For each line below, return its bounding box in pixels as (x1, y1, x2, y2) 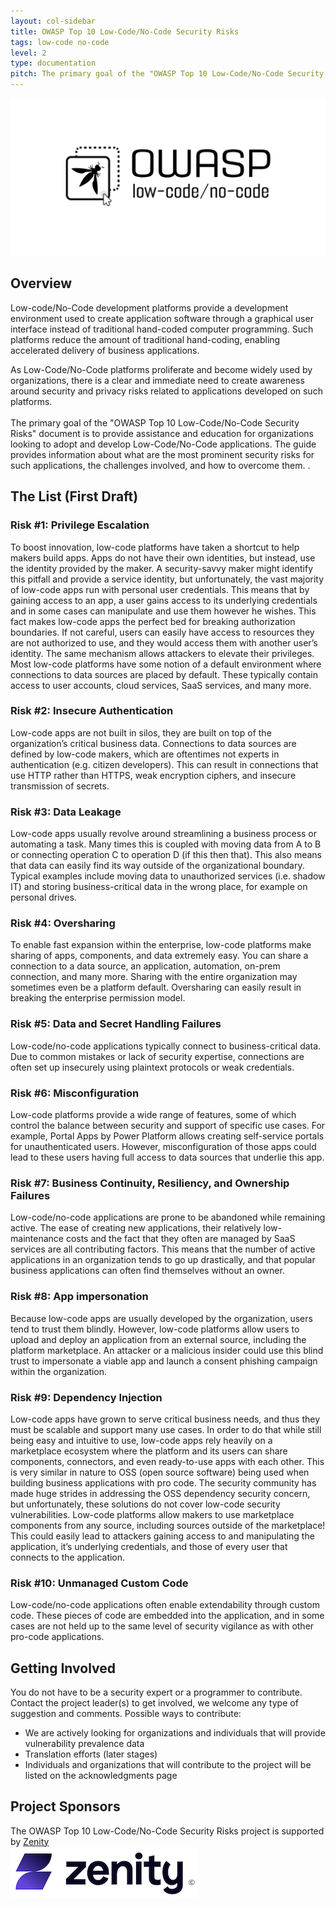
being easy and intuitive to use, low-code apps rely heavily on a (10, 1434, 273, 1446)
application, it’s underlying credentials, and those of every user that (10, 1540, 288, 1552)
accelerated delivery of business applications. (10, 344, 200, 356)
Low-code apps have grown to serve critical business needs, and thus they (10, 1413, 321, 1425)
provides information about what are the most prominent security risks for (10, 448, 315, 460)
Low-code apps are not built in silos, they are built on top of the (10, 726, 272, 739)
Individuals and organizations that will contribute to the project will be (24, 1758, 312, 1770)
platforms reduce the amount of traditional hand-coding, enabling (10, 333, 281, 345)
